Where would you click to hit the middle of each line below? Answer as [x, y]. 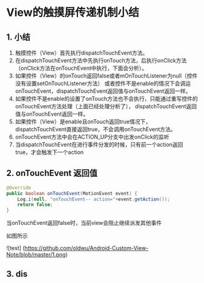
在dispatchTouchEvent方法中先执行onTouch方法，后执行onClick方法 [101, 61]
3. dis [17, 274]
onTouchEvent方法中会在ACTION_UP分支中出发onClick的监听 [92, 137]
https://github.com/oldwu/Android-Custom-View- [86, 248]
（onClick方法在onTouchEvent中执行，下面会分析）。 [81, 68]
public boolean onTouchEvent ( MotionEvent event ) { [72, 193]
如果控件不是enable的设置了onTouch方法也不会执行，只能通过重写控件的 [106, 99]
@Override [19, 188]
